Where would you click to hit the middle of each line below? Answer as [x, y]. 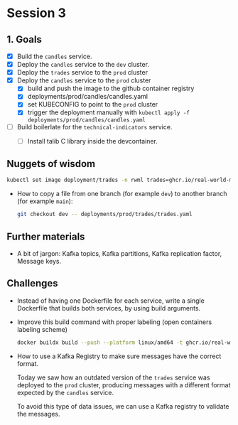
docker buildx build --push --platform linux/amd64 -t [100, 343]
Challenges [32, 283]
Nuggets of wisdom [51, 164]
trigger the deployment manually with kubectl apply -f [108, 112]
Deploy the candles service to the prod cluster [84, 80]
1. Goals [24, 39]
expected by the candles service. [65, 392]
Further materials [46, 236]
